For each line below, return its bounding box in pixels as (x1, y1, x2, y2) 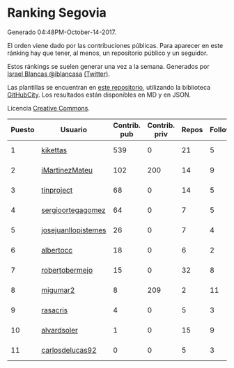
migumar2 (41, 285, 75, 295)
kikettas (41, 145, 68, 154)
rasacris (41, 305, 68, 314)
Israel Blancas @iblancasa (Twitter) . (7, 70, 110, 78)
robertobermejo (41, 265, 93, 275)
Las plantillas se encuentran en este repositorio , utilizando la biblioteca (7, 83, 211, 91)
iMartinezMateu (41, 165, 93, 175)
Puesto (10, 125, 35, 134)
